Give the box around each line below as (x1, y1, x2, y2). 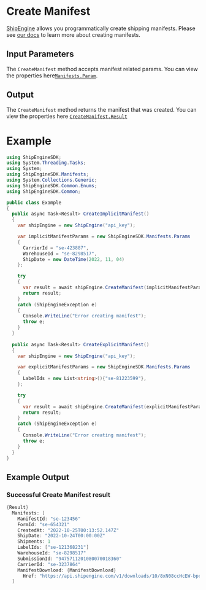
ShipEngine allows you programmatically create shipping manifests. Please (6, 25, 196, 32)
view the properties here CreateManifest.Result (6, 112, 128, 120)
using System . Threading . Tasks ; (6, 160, 86, 166)
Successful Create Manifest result (6, 490, 110, 499)
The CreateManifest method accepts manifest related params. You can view (6, 65, 198, 72)
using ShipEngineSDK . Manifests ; (6, 171, 89, 177)
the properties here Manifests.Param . (6, 72, 98, 79)
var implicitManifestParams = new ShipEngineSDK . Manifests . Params (17, 233, 191, 239)
